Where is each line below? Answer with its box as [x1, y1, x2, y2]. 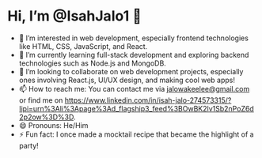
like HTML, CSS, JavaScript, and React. [18, 41, 148, 51]
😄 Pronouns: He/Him [18, 120, 89, 130]
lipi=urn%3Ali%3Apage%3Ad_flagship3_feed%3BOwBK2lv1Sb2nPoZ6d [18, 103, 254, 113]
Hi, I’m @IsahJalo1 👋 [7, 7, 142, 25]
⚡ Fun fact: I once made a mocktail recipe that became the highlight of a [18, 130, 254, 139]
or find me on [18, 95, 63, 105]
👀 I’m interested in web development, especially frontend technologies [18, 33, 249, 43]
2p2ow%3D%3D [18, 112, 74, 122]
